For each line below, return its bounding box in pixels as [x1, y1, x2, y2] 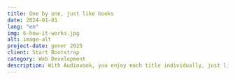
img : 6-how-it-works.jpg [7, 29, 80, 37]
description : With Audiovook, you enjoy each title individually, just [7, 62, 220, 69]
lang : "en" [7, 23, 39, 30]
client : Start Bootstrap [7, 49, 80, 56]
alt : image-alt [7, 36, 52, 43]
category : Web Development [7, 56, 86, 63]
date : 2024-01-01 [7, 17, 58, 24]
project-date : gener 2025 [7, 42, 83, 49]
